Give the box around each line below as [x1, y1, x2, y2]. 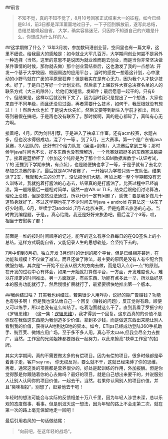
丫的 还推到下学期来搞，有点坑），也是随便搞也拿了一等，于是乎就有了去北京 [5, 162, 162, 167]
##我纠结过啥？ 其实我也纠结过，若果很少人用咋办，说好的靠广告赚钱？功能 [5, 292, 161, 298]
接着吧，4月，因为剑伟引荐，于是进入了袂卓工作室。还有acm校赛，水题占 [5, 130, 157, 136]
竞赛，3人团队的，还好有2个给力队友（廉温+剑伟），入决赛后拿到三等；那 [5, 143, 156, 149]
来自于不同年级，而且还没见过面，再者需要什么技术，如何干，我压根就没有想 [5, 101, 163, 107]
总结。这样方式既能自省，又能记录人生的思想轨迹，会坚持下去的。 [5, 239, 141, 245]
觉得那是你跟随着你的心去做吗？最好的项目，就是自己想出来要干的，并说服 [5, 371, 158, 377]
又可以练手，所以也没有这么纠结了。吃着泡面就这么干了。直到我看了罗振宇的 [5, 304, 163, 310]
